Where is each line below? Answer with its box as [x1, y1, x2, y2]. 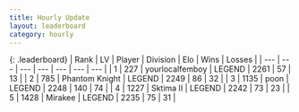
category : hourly [9, 30, 74, 39]
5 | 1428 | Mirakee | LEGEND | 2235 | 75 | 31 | [9, 92, 176, 103]
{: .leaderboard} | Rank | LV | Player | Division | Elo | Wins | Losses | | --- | [9, 55, 280, 65]
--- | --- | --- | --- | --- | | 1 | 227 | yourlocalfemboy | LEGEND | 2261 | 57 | [19, 64, 291, 74]
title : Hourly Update [9, 13, 90, 22]
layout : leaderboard [9, 22, 87, 30]
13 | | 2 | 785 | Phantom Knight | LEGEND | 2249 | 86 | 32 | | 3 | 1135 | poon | [9, 73, 289, 84]
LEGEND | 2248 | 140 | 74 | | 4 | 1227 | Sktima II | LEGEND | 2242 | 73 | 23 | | [9, 82, 291, 94]
